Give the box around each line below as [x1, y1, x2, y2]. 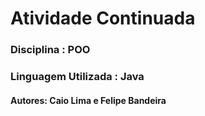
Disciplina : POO [10, 43, 91, 57]
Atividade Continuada [10, 7, 196, 30]
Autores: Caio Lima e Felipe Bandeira [10, 94, 167, 106]
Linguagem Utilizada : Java [10, 70, 145, 84]
